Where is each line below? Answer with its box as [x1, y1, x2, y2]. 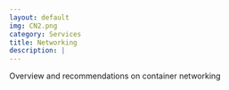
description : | [9, 46, 66, 55]
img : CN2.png [9, 21, 58, 30]
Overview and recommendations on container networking [9, 70, 221, 81]
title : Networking [9, 37, 78, 47]
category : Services [9, 29, 82, 38]
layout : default [9, 12, 70, 22]
